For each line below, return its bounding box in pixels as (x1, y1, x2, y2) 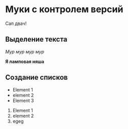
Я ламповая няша (5, 58, 45, 64)
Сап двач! (5, 20, 27, 26)
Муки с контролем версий (5, 4, 123, 15)
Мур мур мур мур (5, 48, 45, 54)
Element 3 (12, 98, 34, 104)
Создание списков (5, 73, 68, 82)
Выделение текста (5, 35, 68, 44)
